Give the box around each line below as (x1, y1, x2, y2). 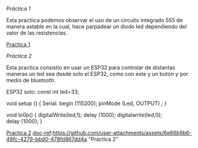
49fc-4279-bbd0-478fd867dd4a (6, 135, 87, 143)
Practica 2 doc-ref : (6, 129, 53, 136)
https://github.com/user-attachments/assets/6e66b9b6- (53, 129, 192, 136)
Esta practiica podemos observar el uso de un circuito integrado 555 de (6, 17, 183, 23)
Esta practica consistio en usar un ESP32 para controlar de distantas (6, 64, 175, 71)
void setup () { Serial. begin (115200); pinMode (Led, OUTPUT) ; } (6, 100, 167, 107)
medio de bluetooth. (6, 77, 56, 84)
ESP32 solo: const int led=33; (6, 88, 80, 95)
